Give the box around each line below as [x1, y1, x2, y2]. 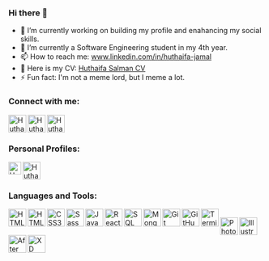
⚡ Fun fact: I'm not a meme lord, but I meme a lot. [19, 73, 185, 82]
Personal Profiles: [8, 143, 80, 154]
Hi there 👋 [8, 7, 49, 19]
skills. [19, 34, 40, 44]
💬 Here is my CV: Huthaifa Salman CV [19, 64, 146, 74]
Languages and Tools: [8, 190, 97, 201]
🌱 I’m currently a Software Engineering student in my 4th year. [19, 43, 228, 53]
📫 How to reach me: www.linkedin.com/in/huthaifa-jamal [19, 52, 212, 61]
